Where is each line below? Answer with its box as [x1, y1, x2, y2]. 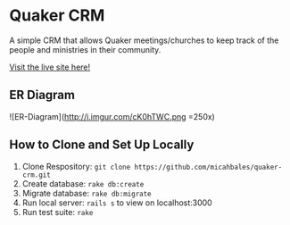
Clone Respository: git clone [21, 161, 131, 171]
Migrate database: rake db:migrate [21, 187, 152, 198]
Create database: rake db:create [21, 178, 145, 188]
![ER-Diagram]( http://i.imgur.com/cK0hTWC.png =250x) [9, 111, 216, 121]
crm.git [21, 171, 51, 179]
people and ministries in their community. [9, 44, 162, 54]
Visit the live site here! [9, 62, 91, 72]
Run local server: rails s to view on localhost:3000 [21, 197, 212, 208]
